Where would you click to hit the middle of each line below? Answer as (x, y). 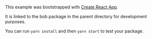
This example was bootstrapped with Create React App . (62, 7)
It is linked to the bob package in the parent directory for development (76, 16)
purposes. (15, 22)
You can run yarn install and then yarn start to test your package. (74, 31)
